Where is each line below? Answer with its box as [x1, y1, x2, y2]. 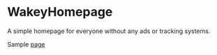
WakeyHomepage [7, 4, 113, 20]
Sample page [7, 40, 45, 48]
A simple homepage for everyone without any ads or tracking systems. [7, 27, 211, 35]
